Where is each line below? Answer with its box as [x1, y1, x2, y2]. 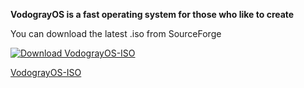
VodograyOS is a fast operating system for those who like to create [10, 9, 295, 20]
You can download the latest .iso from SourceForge [10, 28, 222, 39]
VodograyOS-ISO [10, 67, 82, 78]
